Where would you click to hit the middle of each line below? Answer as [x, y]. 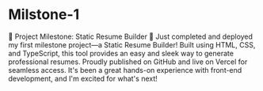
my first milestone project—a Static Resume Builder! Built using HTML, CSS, [132, 44]
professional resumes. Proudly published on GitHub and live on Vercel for [128, 62]
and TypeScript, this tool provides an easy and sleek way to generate [121, 53]
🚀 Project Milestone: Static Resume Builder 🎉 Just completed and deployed [131, 36]
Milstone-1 [44, 15]
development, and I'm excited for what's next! [83, 78]
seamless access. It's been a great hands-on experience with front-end [125, 70]
